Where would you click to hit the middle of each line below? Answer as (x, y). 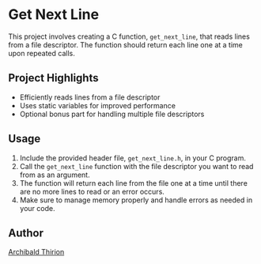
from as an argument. (55, 175)
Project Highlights (53, 78)
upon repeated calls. (42, 53)
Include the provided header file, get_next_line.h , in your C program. (133, 158)
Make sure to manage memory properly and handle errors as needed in (136, 200)
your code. (37, 208)
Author (26, 233)
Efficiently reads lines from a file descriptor (90, 97)
